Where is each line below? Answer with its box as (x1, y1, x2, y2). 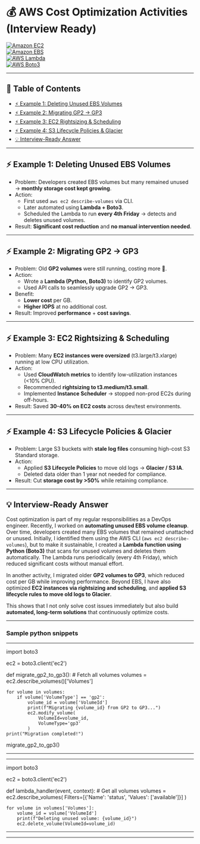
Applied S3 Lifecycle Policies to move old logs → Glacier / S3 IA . (23, 464, 184, 471)
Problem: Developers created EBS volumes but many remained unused (14, 178, 189, 186)
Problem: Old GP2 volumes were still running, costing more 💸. (14, 265, 167, 272)
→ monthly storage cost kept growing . (14, 184, 112, 192)
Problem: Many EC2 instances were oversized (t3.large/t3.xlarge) (14, 352, 177, 359)
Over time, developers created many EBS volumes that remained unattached (6, 528, 193, 535)
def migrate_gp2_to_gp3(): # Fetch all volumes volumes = (6, 671, 147, 679)
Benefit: (14, 291, 35, 298)
